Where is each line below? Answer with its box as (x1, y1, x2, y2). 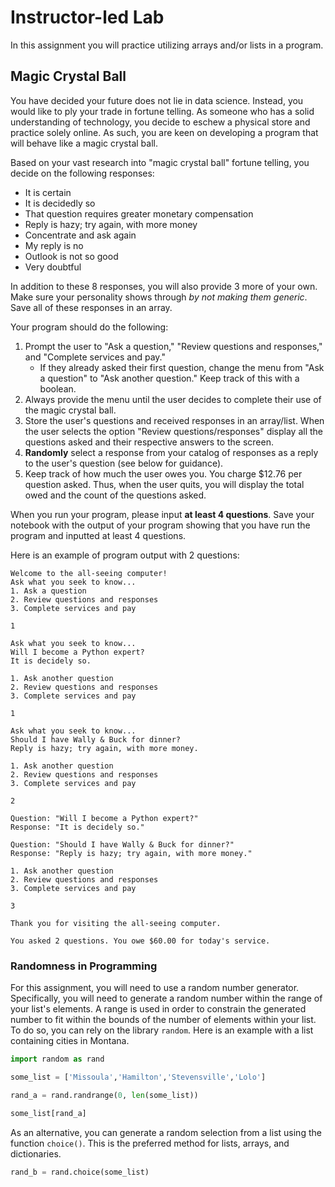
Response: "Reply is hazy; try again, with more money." (10, 848, 253, 858)
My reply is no (24, 239, 84, 251)
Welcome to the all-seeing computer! (10, 568, 168, 578)
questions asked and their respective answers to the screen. (24, 436, 274, 448)
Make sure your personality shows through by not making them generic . (10, 291, 308, 303)
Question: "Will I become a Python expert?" (10, 813, 199, 823)
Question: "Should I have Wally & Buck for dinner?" (10, 839, 235, 850)
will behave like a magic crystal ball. (10, 137, 158, 149)
